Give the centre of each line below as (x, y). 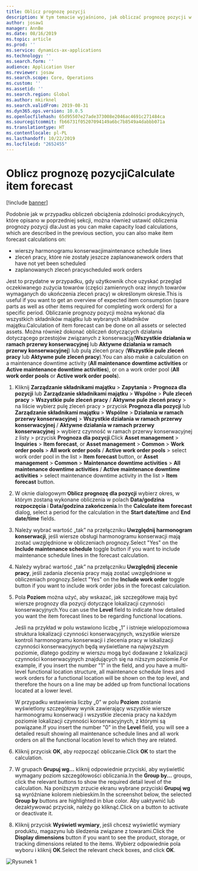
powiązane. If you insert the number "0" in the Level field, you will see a (102, 727)
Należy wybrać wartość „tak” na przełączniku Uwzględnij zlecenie (96, 567)
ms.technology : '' (29, 56)
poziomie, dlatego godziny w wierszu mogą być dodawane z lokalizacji (101, 653)
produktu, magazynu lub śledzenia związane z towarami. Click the (94, 831)
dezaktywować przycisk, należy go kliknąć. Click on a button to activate (101, 807)
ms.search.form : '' (30, 61)
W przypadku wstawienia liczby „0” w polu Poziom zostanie (88, 702)
